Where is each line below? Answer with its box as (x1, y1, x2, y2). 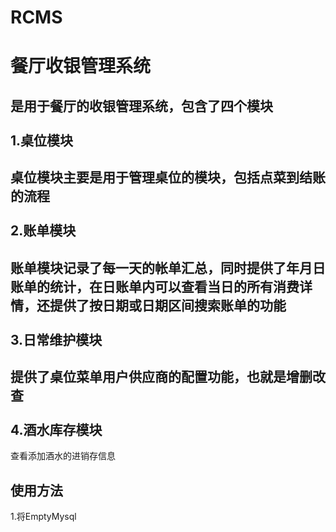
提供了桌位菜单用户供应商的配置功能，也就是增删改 (10, 368, 326, 385)
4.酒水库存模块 (10, 421, 103, 438)
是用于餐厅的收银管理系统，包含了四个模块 (10, 97, 273, 115)
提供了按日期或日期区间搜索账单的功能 (49, 297, 287, 314)
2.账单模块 (10, 222, 77, 240)
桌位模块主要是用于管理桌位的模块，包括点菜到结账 (10, 169, 326, 186)
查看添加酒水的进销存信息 (10, 450, 116, 462)
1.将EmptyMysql (10, 511, 77, 523)
